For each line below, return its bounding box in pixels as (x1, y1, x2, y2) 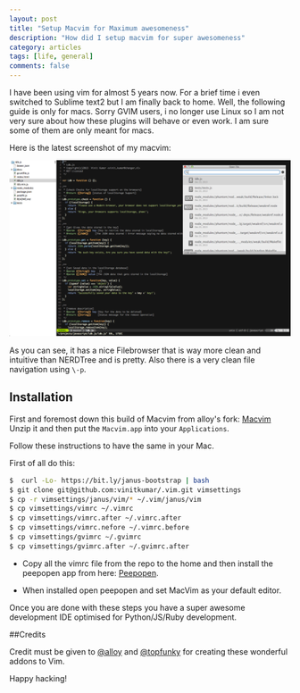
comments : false (9, 62, 70, 71)
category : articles (9, 43, 82, 52)
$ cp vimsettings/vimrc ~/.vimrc (9, 505, 134, 513)
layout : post (9, 14, 58, 23)
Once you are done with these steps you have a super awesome (9, 602, 246, 613)
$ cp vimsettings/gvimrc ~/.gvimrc (9, 532, 142, 542)
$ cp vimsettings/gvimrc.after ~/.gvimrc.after (9, 541, 190, 551)
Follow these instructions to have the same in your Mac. (9, 440, 214, 451)
